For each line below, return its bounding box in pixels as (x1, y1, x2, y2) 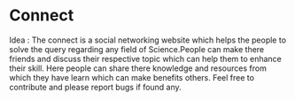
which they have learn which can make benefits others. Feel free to (9, 72, 255, 82)
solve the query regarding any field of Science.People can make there (9, 43, 265, 54)
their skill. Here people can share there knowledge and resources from (9, 63, 268, 74)
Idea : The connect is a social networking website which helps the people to (9, 35, 286, 45)
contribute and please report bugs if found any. (9, 82, 182, 92)
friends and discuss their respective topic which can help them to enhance (9, 53, 282, 64)
